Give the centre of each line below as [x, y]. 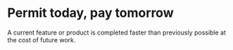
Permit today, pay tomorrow [90, 13]
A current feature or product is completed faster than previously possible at [117, 32]
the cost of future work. [42, 39]
